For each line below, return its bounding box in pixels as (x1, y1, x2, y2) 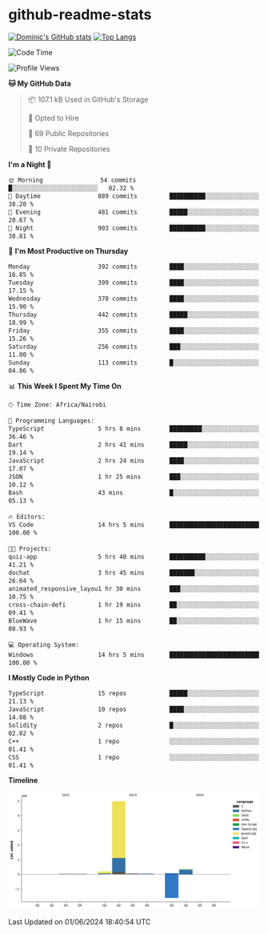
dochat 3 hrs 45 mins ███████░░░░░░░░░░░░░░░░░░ (8, 568, 260, 577)
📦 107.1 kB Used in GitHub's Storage (27, 94, 149, 104)
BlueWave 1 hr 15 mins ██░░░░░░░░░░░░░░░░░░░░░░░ (8, 616, 260, 625)
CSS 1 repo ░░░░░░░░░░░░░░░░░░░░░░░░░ (8, 753, 260, 761)
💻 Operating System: (8, 640, 80, 649)
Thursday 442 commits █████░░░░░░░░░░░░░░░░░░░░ (8, 311, 260, 319)
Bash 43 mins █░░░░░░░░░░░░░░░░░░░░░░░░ (8, 488, 260, 497)
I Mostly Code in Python (8, 672, 90, 682)
